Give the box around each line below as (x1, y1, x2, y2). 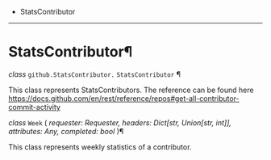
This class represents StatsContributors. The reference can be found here (8, 85, 254, 95)
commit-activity (8, 102, 60, 112)
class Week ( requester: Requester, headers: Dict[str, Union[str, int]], (8, 117, 232, 128)
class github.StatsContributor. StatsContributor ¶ (8, 69, 181, 79)
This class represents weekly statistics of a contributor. (8, 141, 192, 152)
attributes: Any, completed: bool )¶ (8, 126, 124, 136)
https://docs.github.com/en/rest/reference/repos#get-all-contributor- (8, 93, 240, 103)
